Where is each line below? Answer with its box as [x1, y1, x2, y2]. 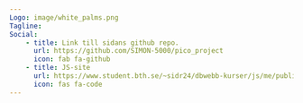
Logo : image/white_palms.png [9, 13, 119, 22]
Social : [9, 30, 39, 39]
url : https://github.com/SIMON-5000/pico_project [32, 47, 224, 56]
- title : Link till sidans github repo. [25, 38, 179, 47]
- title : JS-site [25, 64, 91, 73]
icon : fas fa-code [32, 80, 103, 89]
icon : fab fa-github [32, 55, 111, 64]
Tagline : [9, 21, 42, 30]
